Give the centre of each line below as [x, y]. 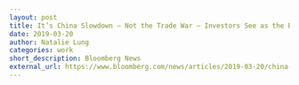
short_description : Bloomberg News [75, 58]
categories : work [41, 50]
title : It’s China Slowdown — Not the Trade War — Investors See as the [147, 26]
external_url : [36, 67]
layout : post [33, 17]
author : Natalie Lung [49, 42]
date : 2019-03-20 [41, 34]
